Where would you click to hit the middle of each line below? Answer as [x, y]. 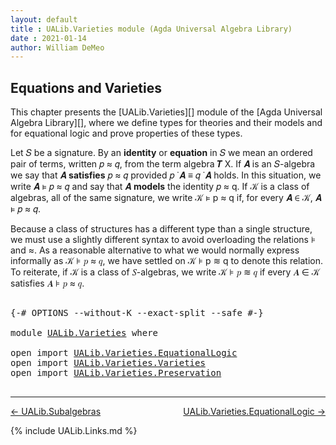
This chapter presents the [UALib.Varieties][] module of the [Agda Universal [166, 112]
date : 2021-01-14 [48, 38]
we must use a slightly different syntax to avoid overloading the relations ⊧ [163, 240]
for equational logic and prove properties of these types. [126, 133]
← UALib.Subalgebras [56, 412]
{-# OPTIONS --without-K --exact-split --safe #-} [137, 313]
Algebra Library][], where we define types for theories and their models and [166, 123]
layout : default [44, 19]
